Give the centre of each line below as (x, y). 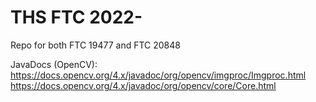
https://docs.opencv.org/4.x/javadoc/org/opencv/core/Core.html (143, 85)
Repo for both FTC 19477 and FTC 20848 (95, 45)
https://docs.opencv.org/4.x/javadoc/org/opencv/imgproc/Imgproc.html (158, 75)
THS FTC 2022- (76, 17)
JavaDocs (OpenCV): (54, 64)
